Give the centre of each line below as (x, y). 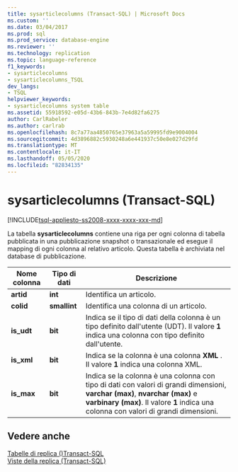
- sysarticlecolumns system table (58, 106)
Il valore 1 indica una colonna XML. (144, 364)
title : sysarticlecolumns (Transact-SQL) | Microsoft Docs (96, 14)
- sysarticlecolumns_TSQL (45, 80)
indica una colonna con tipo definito (145, 335)
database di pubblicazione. (47, 256)
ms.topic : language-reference (52, 60)
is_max (23, 393)
